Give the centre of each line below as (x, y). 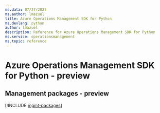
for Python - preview (47, 75)
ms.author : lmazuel (25, 14)
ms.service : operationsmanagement (40, 37)
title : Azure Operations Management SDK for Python (58, 19)
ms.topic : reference (26, 41)
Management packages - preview (57, 94)
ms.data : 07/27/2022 (26, 9)
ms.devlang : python (25, 23)
